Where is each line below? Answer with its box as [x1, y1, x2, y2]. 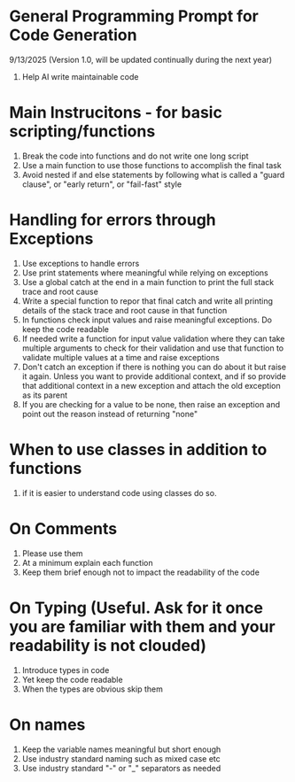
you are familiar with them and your [9, 616, 276, 637]
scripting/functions [9, 121, 156, 142]
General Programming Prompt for [9, 6, 259, 27]
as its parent [21, 390, 68, 400]
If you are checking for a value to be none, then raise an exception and [21, 399, 281, 409]
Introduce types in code [21, 664, 110, 675]
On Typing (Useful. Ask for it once [9, 598, 264, 617]
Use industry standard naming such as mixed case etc [21, 753, 221, 763]
